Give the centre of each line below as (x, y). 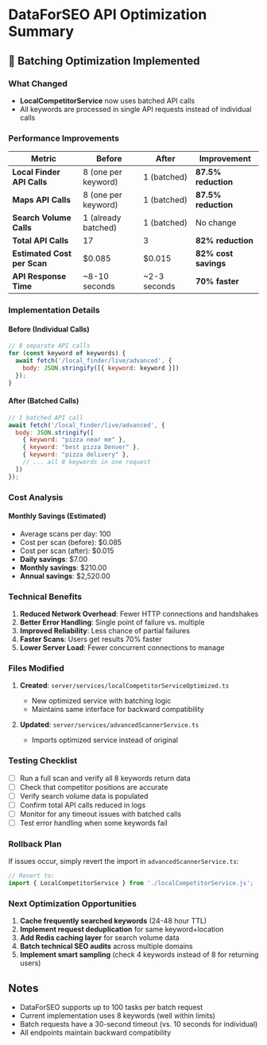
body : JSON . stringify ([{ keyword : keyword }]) (101, 368)
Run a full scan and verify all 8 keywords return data (105, 778)
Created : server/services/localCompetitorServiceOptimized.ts (124, 686)
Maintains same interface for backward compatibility (118, 710)
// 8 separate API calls (49, 346)
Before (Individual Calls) (49, 329)
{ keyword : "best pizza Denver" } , (81, 447)
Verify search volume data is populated (84, 795)
